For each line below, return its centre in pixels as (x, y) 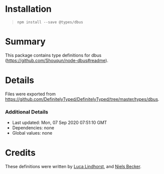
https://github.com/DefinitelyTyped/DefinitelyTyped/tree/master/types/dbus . (82, 99)
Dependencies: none (33, 128)
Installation (28, 9)
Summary (25, 42)
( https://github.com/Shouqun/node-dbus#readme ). (57, 60)
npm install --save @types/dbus (50, 22)
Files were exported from (30, 94)
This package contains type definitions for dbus (53, 55)
